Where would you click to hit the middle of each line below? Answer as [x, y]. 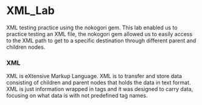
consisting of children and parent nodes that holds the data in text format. [99, 82]
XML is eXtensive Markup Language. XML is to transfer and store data [94, 76]
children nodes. [26, 47]
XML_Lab [30, 11]
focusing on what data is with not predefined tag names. [77, 96]
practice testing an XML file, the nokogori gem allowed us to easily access [99, 34]
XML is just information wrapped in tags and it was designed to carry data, [100, 89]
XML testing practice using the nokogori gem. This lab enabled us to [92, 27]
